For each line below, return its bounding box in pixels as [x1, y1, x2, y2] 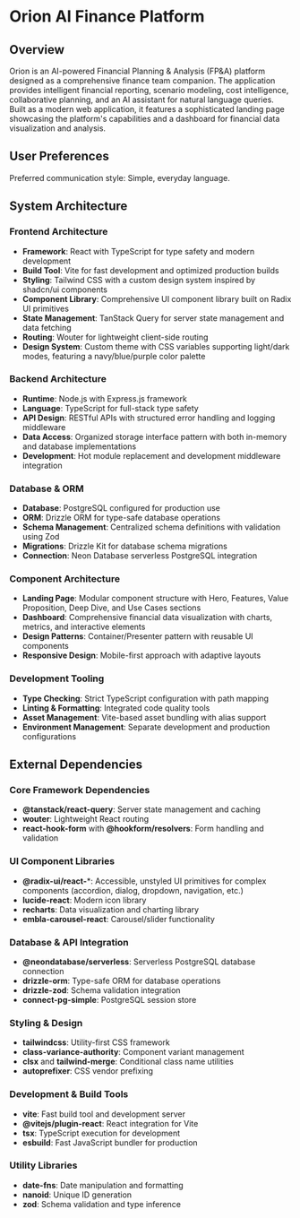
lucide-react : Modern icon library [21, 894, 147, 905]
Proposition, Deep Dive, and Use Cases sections [21, 602, 201, 613]
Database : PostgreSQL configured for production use [21, 503, 221, 514]
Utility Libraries [9, 1159, 78, 1171]
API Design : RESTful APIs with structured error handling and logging [21, 412, 276, 423]
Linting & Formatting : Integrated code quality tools [21, 702, 210, 713]
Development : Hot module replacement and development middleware [21, 450, 281, 461]
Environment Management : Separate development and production [21, 721, 270, 732]
